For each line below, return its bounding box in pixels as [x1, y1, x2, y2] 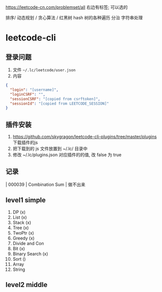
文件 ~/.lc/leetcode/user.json [12, 67, 76, 73]
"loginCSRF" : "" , [10, 92, 46, 97]
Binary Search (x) [12, 251, 49, 257]
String [12, 266, 26, 272]
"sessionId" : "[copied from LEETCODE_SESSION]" [10, 101, 109, 106]
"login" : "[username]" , [10, 87, 58, 92]
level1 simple [5, 196, 46, 205]
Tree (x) [12, 225, 29, 231]
